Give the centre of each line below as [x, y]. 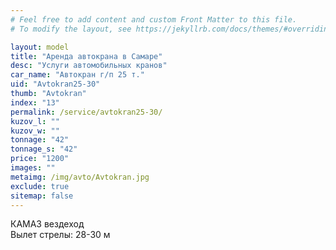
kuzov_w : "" [35, 131]
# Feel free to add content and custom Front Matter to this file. [154, 19]
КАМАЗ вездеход [47, 224]
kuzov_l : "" [35, 121]
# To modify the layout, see [71, 29]
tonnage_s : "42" [44, 149]
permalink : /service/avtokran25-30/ [86, 112]
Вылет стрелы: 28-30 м [60, 235]
